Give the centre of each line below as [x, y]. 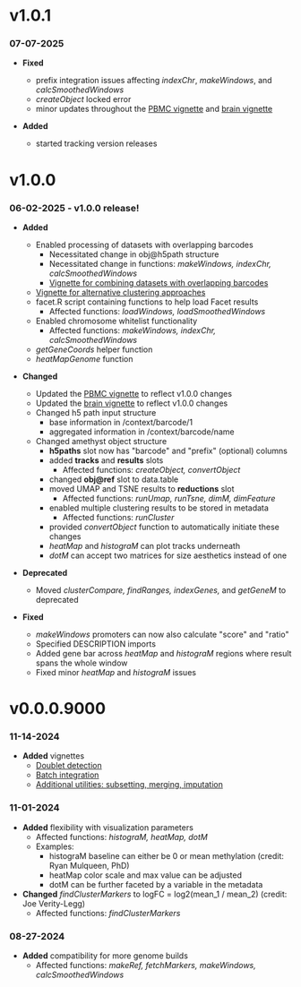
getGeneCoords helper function [94, 349]
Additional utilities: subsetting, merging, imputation [129, 785]
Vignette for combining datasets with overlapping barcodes [159, 282]
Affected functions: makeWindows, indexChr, [133, 330]
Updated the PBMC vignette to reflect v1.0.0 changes [134, 393]
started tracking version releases [96, 143]
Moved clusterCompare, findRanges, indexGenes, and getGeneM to [161, 590]
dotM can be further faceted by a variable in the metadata [156, 884]
